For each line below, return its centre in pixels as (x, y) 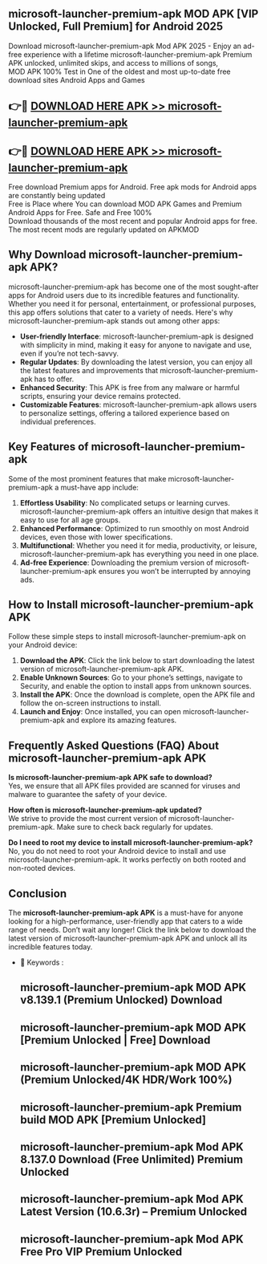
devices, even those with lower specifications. (96, 537)
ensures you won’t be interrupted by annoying (174, 571)
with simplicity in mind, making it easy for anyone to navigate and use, (136, 344)
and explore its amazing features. (122, 720)
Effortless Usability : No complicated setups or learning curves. (125, 502)
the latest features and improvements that (89, 370)
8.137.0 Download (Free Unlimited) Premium (131, 1160)
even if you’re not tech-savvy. (69, 353)
